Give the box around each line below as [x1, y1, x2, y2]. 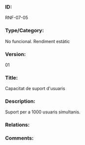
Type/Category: [5, 27, 44, 34]
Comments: [5, 135, 34, 142]
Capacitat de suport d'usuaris [5, 86, 65, 92]
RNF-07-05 [5, 15, 28, 21]
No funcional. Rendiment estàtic [5, 38, 70, 44]
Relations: [5, 121, 30, 128]
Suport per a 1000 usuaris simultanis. [5, 109, 81, 115]
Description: [5, 98, 35, 105]
